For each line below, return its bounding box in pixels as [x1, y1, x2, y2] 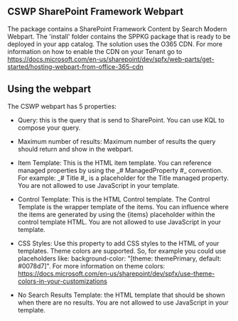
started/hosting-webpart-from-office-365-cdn [7, 62, 144, 70]
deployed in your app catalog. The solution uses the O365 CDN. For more [7, 39, 222, 48]
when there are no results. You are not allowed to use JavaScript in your [17, 298, 229, 307]
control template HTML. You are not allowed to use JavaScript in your [17, 217, 222, 226]
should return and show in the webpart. [17, 144, 134, 153]
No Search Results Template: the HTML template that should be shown [17, 290, 225, 299]
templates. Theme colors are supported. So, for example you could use [17, 246, 226, 255]
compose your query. [17, 123, 81, 132]
